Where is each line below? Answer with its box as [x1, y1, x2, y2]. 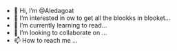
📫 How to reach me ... [13, 37, 78, 44]
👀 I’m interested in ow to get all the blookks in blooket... [13, 14, 171, 22]
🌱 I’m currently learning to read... [13, 21, 107, 29]
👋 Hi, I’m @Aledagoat [13, 7, 74, 14]
